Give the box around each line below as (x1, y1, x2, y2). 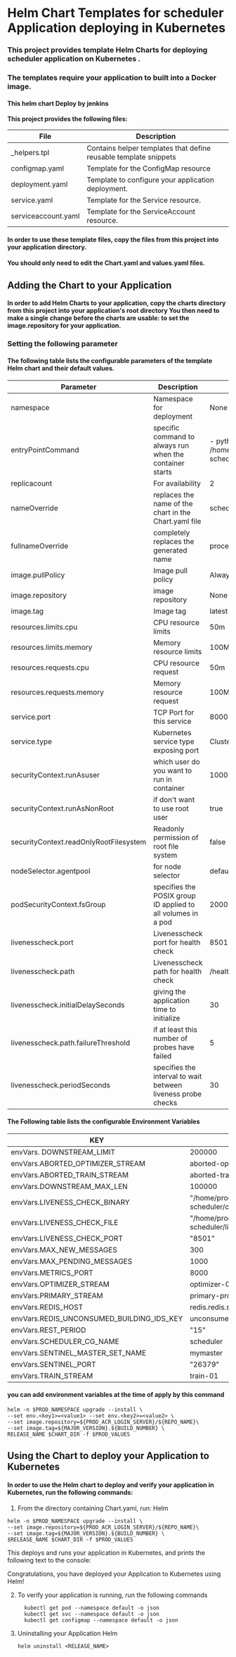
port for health (153, 937, 201, 947)
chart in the (153, 507, 191, 517)
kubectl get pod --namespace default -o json (24, 1604, 159, 1611)
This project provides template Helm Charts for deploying (7, 45, 208, 55)
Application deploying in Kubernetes (7, 20, 226, 36)
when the (153, 449, 185, 459)
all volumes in (153, 908, 199, 918)
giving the (153, 987, 186, 997)
